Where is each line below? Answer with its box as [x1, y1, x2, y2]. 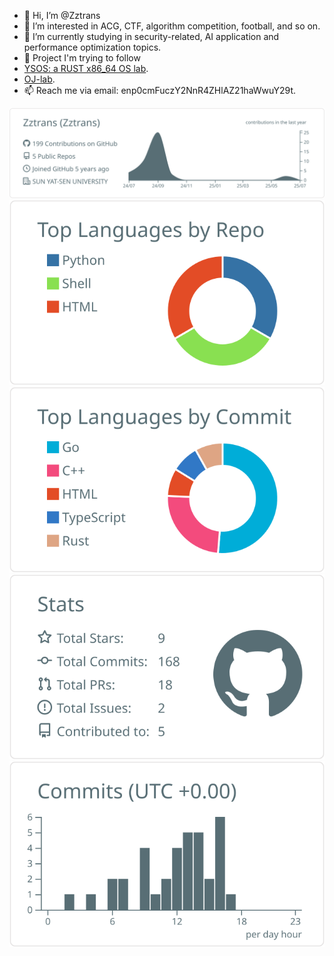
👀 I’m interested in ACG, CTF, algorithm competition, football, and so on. [23, 20, 321, 32]
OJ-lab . [23, 73, 56, 85]
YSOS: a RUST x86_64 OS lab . [23, 63, 149, 74]
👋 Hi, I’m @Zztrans [23, 10, 101, 21]
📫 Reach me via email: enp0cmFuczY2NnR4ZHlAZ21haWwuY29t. [23, 85, 297, 96]
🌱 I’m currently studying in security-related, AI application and [23, 31, 280, 42]
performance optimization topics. [23, 41, 162, 53]
